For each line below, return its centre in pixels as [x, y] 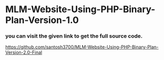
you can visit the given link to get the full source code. [74, 36]
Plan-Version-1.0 [42, 20]
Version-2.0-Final [24, 52]
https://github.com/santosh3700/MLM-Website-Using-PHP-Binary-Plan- [82, 47]
